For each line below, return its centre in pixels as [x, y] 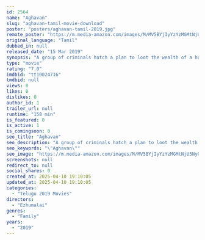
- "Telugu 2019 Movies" [42, 194]
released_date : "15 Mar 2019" [45, 52]
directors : [20, 199]
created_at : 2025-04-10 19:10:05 [49, 177]
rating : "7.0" [24, 69]
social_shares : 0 [28, 171]
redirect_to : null [30, 165]
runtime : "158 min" [31, 114]
